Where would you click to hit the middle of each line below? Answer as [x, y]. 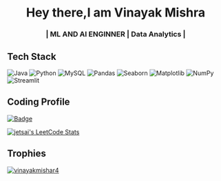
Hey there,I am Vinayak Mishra [116, 13]
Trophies [27, 154]
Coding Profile [39, 102]
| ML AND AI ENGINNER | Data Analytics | [116, 34]
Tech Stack [32, 56]
